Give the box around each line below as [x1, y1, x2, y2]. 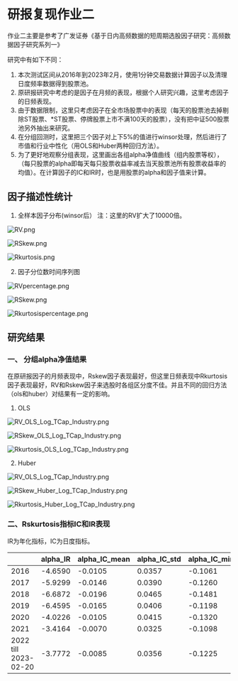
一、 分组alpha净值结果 [7, 354, 87, 364]
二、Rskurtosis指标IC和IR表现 [7, 519, 110, 529]
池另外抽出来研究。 [17, 124, 74, 132]
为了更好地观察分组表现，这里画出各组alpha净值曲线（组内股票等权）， [17, 150, 223, 158]
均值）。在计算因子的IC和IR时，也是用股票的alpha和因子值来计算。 [17, 168, 210, 176]
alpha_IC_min [188, 554, 234, 564]
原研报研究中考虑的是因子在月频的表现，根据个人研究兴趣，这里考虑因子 [17, 88, 229, 97]
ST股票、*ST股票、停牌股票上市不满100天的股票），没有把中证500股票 [23, 114, 230, 123]
